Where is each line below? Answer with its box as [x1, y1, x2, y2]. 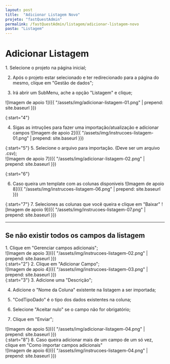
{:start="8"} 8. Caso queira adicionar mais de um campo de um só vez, [5, 337, 153, 343]
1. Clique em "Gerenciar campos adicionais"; [5, 245, 98, 251]
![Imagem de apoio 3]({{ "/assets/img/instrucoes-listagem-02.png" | [5, 250, 148, 256]
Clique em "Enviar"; [12, 316, 54, 322]
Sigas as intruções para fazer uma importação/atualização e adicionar [12, 124, 159, 130]
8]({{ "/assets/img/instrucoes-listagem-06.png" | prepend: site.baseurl [12, 186, 161, 192]
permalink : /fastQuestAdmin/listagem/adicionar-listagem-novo [5, 21, 139, 27]
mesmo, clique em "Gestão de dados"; [12, 80, 94, 86]
